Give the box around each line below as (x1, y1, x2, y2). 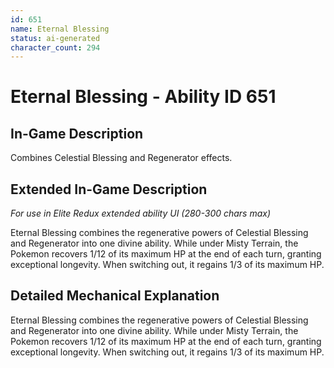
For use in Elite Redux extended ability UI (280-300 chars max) (10, 207, 272, 220)
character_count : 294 (10, 42, 101, 53)
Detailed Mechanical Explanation (10, 287, 220, 305)
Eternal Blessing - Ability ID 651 (10, 86, 277, 108)
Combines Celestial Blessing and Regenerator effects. (10, 152, 233, 164)
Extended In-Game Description (10, 181, 208, 198)
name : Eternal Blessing (10, 24, 110, 34)
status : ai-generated (10, 33, 101, 43)
